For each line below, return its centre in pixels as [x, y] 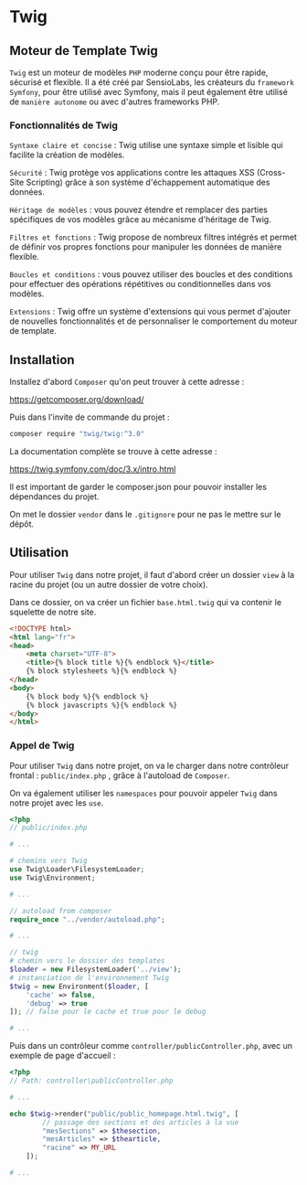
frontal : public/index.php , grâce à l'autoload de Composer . [120, 775]
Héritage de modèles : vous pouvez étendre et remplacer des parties [138, 210]
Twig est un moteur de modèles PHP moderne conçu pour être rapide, [139, 72]
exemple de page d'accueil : [63, 1056]
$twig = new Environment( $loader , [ [79, 986]
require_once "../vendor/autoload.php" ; [88, 919]
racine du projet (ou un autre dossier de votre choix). [109, 584]
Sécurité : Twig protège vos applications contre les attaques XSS [132, 173]
